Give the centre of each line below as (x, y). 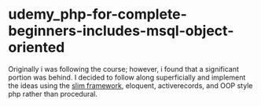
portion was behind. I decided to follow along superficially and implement (127, 77)
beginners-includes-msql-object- (121, 31)
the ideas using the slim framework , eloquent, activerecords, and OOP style (130, 85)
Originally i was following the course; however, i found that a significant (124, 69)
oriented (37, 48)
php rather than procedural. (53, 94)
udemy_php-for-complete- (97, 14)
